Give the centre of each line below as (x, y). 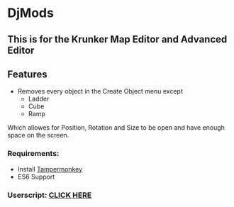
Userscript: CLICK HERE (50, 195)
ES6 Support (36, 177)
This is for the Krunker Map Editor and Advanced (117, 39)
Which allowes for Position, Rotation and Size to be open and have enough (116, 128)
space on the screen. (38, 135)
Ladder (39, 99)
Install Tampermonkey (50, 169)
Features (27, 74)
